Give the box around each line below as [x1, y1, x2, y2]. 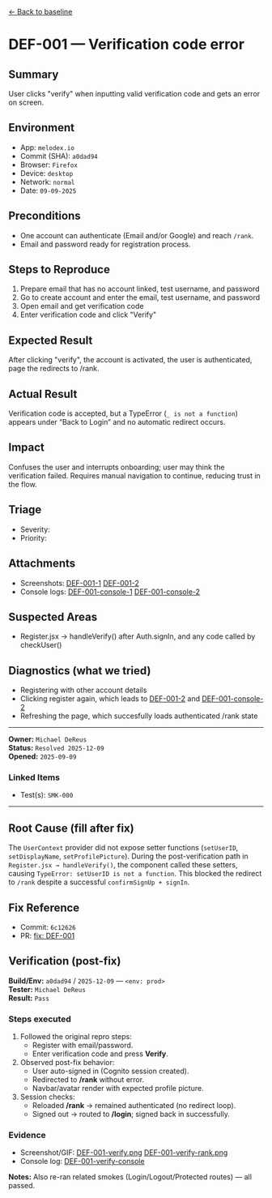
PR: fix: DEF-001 [19, 931, 75, 941]
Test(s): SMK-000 [19, 790, 74, 800]
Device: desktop [19, 168, 74, 178]
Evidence [8, 1130, 46, 1141]
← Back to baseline [8, 7, 73, 16]
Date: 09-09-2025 [19, 186, 77, 195]
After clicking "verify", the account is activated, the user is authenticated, [8, 355, 253, 365]
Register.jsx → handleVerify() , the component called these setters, [8, 860, 238, 870]
